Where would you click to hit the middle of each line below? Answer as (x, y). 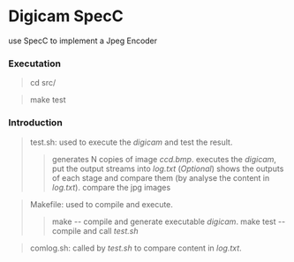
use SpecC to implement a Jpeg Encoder (83, 41)
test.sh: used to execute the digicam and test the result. (131, 142)
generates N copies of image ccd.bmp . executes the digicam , (164, 159)
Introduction (35, 123)
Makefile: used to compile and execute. (102, 204)
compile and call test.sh (95, 230)
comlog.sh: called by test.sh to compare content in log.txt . (136, 248)
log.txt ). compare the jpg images (111, 187)
